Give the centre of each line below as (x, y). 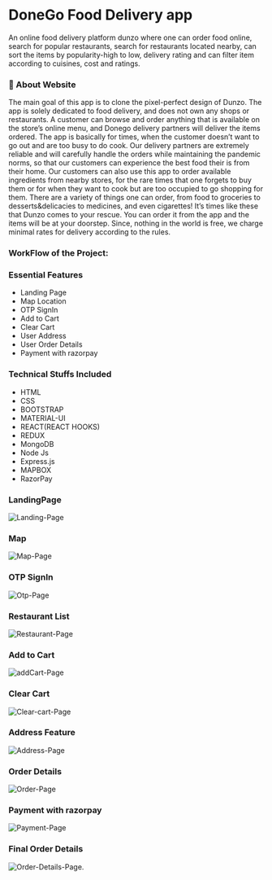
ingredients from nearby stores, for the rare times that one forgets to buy (130, 180)
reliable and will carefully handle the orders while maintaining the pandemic (135, 154)
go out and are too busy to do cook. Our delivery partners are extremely (129, 146)
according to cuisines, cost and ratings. (74, 63)
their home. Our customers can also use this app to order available (120, 172)
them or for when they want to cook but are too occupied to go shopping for (136, 189)
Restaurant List (39, 616)
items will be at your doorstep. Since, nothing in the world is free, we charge (136, 223)
